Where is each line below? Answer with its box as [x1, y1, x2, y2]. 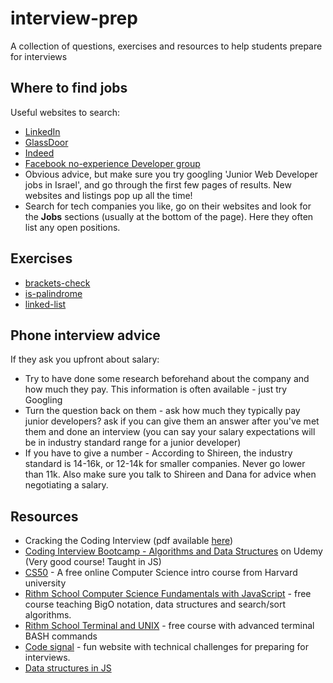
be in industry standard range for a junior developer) [24, 437, 242, 449]
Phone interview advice [10, 327, 161, 344]
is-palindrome [24, 287, 83, 299]
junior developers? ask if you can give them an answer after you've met [24, 415, 320, 427]
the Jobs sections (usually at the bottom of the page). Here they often [24, 210, 314, 222]
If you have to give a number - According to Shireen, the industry [24, 447, 293, 459]
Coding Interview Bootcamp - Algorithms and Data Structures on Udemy [24, 545, 323, 557]
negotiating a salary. [24, 479, 109, 491]
